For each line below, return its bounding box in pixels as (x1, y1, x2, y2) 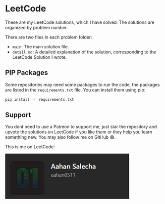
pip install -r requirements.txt (5, 97, 74, 102)
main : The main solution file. (12, 43, 69, 49)
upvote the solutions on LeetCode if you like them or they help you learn (5, 129, 153, 135)
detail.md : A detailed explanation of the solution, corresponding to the (12, 49, 157, 55)
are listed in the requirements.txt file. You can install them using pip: (5, 87, 146, 93)
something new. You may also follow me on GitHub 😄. (5, 134, 116, 140)
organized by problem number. (5, 24, 68, 30)
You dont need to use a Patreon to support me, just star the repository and (5, 124, 157, 130)
